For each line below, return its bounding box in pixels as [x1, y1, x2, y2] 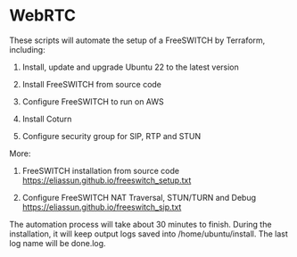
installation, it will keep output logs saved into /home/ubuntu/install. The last [9, 228, 288, 239]
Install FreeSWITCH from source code [21, 79, 162, 89]
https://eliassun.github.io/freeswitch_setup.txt [21, 175, 192, 186]
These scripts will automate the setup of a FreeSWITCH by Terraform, [9, 35, 266, 46]
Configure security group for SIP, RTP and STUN [21, 130, 202, 141]
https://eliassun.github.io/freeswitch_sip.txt [21, 202, 182, 212]
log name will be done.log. [9, 237, 106, 248]
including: [9, 44, 46, 54]
